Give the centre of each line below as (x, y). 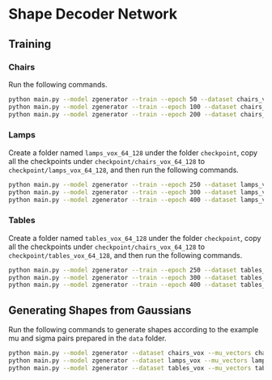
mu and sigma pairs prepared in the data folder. (88, 338)
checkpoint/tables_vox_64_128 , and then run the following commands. (125, 255)
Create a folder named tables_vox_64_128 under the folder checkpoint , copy (135, 238)
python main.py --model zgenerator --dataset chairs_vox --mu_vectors (130, 353)
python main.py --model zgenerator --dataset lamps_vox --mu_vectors (128, 361)
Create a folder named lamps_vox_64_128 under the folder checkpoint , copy (133, 152)
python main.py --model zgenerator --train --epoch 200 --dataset (123, 114)
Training (30, 44)
